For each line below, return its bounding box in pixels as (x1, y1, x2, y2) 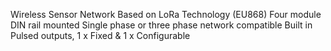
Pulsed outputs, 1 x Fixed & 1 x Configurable (10, 30, 191, 41)
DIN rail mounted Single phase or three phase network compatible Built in (10, 19, 313, 31)
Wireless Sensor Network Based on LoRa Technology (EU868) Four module (10, 9, 322, 20)
